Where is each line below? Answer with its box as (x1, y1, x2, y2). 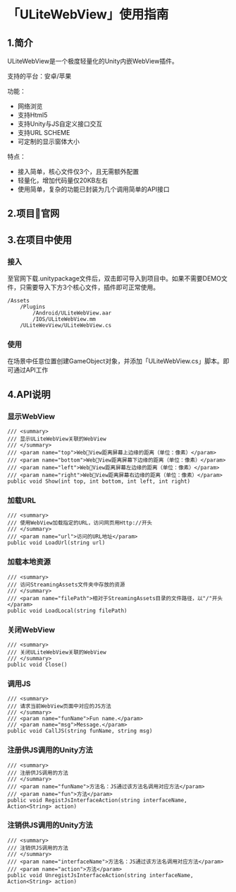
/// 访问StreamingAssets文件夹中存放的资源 (7, 581, 125, 588)
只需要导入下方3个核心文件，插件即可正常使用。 (19, 283, 160, 292)
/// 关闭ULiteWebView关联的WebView (7, 648, 107, 656)
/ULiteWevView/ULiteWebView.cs (20, 322, 112, 329)
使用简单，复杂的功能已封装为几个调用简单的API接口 (17, 185, 170, 193)
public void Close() (7, 661, 68, 668)
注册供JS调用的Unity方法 (7, 745, 93, 755)
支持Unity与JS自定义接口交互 (17, 119, 103, 128)
